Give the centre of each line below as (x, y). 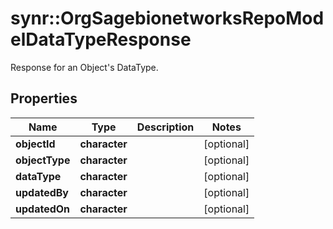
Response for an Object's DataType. (84, 67)
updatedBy (42, 192)
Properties (44, 98)
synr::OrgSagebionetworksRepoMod (167, 18)
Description (165, 127)
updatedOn (43, 209)
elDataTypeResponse (101, 39)
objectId (35, 144)
